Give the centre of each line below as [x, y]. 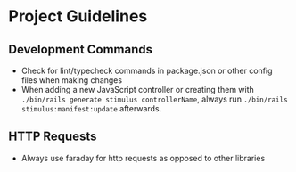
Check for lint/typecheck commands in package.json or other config [147, 70]
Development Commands [81, 49]
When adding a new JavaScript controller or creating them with [138, 90]
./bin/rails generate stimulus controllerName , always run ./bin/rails [154, 99]
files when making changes [71, 80]
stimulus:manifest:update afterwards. [91, 108]
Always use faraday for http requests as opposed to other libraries [143, 158]
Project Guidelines [78, 16]
